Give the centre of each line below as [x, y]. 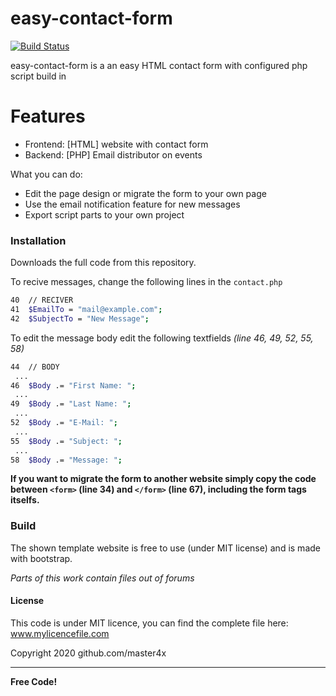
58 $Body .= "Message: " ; [66, 460]
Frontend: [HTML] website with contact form [116, 144]
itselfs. [25, 500]
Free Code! [34, 681]
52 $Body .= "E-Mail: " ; [64, 423]
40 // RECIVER [42, 300]
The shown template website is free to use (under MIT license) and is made [165, 548]
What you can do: [46, 174]
